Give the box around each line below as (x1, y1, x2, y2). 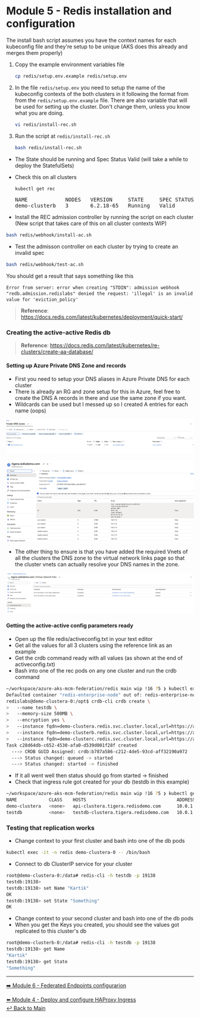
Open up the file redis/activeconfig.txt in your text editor (14, 635, 153, 642)
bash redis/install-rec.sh (14, 144, 82, 150)
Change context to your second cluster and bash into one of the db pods (14, 915, 193, 922)
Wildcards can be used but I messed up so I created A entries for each (14, 400, 189, 408)
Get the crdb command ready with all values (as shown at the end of (14, 654, 183, 661)
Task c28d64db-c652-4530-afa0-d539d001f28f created (6, 742, 137, 748)
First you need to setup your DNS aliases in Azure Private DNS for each (14, 375, 190, 383)
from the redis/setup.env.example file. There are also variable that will (14, 97, 187, 104)
